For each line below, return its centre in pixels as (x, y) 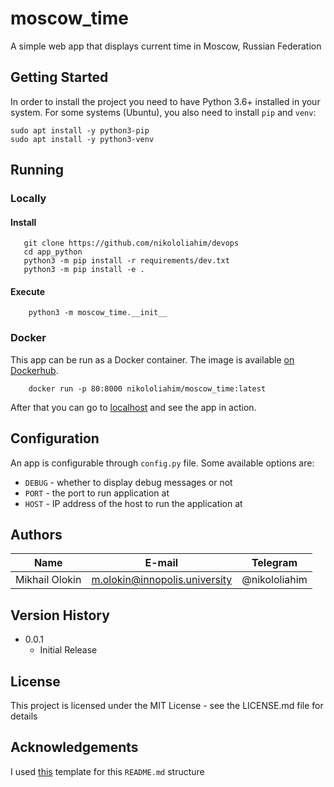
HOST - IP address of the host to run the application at (133, 503)
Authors (36, 534)
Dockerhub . (34, 370)
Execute (27, 291)
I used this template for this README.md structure (107, 771)
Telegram (274, 563)
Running (37, 170)
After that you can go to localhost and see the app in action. (133, 407)
